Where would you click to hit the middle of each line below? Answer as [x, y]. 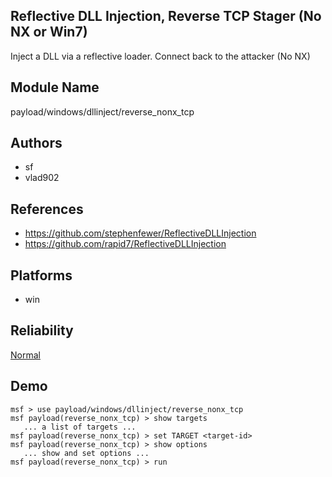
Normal [25, 355]
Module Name [55, 87]
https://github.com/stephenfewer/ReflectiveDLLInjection [140, 233]
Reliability [42, 330]
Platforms [41, 275]
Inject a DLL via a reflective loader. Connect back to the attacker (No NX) [160, 56]
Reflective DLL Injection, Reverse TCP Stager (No [166, 16]
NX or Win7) [49, 32]
